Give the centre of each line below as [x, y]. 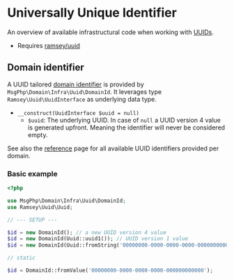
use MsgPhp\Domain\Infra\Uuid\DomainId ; [67, 201]
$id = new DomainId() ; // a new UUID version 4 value [87, 232]
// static [22, 258]
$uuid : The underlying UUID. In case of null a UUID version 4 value [124, 120]
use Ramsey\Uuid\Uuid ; [40, 207]
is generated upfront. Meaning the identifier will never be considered [126, 127]
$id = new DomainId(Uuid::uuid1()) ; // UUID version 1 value [98, 239]
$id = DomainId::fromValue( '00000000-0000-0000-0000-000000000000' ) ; [110, 271]
